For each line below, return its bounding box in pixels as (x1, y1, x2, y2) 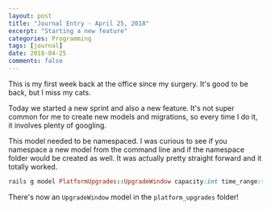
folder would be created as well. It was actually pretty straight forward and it (8, 153, 262, 162)
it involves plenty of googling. (8, 120, 107, 130)
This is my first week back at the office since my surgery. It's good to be (8, 78, 248, 89)
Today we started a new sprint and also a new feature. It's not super (8, 103, 235, 113)
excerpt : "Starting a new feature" (8, 27, 128, 35)
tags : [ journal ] (8, 42, 63, 50)
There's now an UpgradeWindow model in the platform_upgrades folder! (8, 191, 240, 202)
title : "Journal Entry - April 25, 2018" (8, 19, 150, 27)
